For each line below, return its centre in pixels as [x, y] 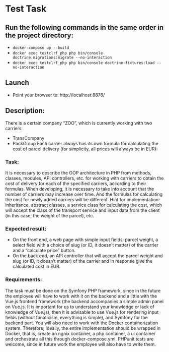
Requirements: [24, 279]
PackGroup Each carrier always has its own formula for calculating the [85, 143]
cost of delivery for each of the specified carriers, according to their [76, 183]
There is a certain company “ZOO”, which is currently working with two [79, 123]
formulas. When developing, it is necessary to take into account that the [80, 189]
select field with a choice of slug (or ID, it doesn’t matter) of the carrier [86, 245]
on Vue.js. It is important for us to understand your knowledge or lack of [80, 307]
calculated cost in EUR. [36, 267]
